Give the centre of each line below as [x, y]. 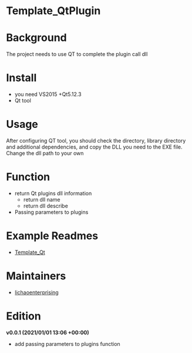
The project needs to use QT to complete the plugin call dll [77, 54]
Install [21, 78]
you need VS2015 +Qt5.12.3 [48, 94]
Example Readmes [52, 236]
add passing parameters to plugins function [67, 344]
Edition [23, 316]
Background [36, 38]
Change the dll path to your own [45, 153]
